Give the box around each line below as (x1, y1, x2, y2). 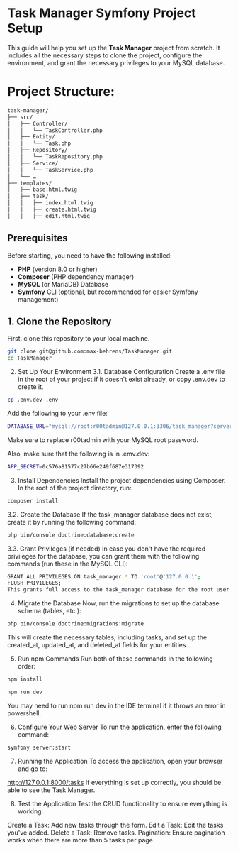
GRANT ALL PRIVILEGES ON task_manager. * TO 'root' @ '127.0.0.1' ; (7, 573, 201, 580)
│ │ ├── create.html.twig (7, 206, 97, 213)
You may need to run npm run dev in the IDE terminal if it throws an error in (7, 701, 226, 710)
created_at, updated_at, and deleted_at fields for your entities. (7, 641, 188, 649)
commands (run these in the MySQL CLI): (7, 559, 129, 568)
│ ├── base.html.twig (7, 186, 78, 193)
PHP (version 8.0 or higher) (17, 265, 98, 273)
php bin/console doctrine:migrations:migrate (7, 620, 144, 627)
